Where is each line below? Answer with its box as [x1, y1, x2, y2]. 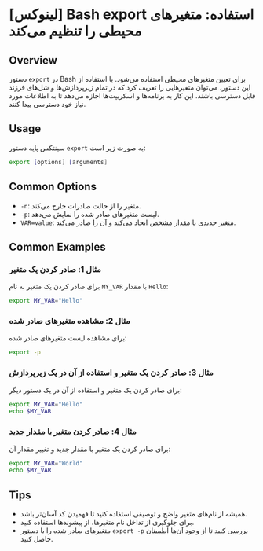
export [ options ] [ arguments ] [9, 158, 108, 166]
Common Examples [9, 240, 107, 253]
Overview [9, 53, 58, 67]
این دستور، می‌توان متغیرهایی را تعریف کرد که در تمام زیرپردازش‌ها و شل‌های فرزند [9, 83, 251, 92]
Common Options [9, 180, 97, 193]
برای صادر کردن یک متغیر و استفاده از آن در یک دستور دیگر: [9, 385, 183, 395]
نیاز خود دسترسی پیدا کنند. [9, 100, 86, 108]
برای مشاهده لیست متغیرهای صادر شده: [9, 333, 127, 343]
